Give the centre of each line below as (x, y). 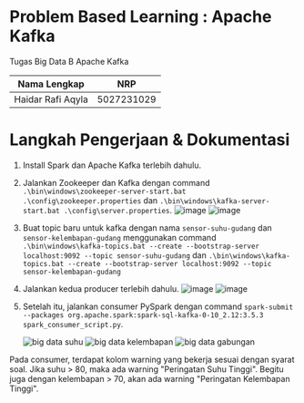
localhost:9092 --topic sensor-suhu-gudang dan (114, 255)
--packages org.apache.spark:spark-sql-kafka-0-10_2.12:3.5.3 (143, 315)
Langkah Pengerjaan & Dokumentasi (150, 140)
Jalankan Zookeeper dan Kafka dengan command (117, 182)
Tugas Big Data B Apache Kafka (69, 61)
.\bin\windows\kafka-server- (215, 201)
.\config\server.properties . (118, 210)
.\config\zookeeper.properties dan (90, 200)
